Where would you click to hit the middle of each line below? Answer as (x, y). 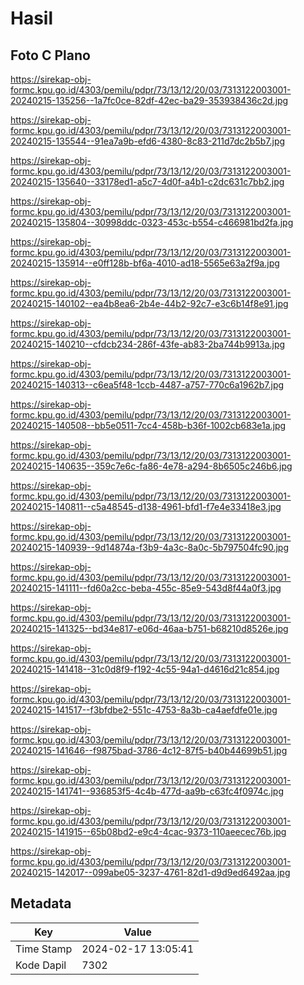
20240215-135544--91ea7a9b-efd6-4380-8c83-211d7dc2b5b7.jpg (148, 141)
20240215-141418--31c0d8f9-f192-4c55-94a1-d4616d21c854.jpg (145, 669)
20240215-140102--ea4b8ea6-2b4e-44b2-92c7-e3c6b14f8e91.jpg (149, 303)
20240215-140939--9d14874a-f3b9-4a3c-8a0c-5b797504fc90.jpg (149, 547)
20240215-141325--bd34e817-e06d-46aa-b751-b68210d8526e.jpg (149, 628)
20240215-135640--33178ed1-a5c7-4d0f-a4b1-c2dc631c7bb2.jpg (147, 181)
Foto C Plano (50, 55)
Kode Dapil (41, 965)
